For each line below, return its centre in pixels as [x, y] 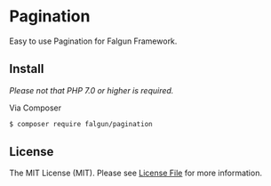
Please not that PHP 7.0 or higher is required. [92, 90]
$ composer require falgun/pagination [81, 124]
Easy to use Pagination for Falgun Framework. [93, 41]
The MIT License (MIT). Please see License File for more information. [135, 173]
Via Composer [36, 108]
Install [27, 69]
